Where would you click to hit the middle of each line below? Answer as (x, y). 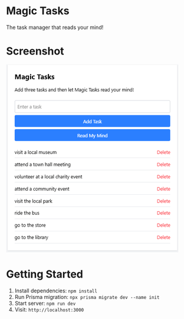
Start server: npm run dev (45, 303)
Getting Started (45, 274)
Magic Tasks (38, 11)
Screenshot (35, 51)
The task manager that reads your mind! (55, 27)
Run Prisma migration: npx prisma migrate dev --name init (87, 297)
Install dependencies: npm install (56, 291)
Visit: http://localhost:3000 (49, 310)
